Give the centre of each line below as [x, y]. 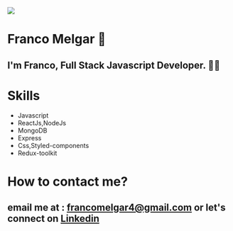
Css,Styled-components [53, 145]
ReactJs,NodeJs [42, 123]
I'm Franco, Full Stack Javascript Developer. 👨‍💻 [114, 65]
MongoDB [32, 130]
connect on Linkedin [53, 219]
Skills [24, 95]
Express [29, 137]
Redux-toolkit [37, 153]
